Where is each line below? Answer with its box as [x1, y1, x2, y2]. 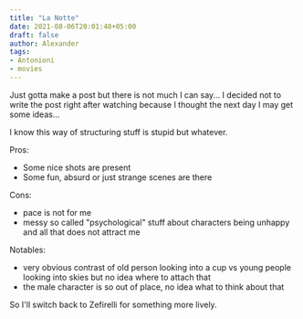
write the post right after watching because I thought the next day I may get [9, 99, 294, 110]
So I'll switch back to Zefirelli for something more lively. [9, 299, 217, 310]
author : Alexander [9, 38, 79, 48]
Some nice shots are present [22, 162, 131, 173]
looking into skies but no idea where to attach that [22, 271, 212, 282]
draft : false [9, 30, 59, 39]
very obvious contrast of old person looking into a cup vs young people [22, 261, 292, 272]
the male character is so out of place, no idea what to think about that [22, 281, 285, 292]
